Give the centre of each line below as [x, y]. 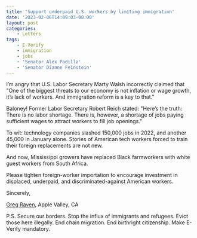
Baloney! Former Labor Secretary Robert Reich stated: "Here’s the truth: [94, 109]
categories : [21, 28]
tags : [13, 39]
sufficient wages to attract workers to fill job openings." [74, 121]
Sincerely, [19, 193]
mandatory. [36, 229]
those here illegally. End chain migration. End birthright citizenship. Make [96, 222]
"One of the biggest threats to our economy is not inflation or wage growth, [99, 91]
